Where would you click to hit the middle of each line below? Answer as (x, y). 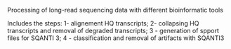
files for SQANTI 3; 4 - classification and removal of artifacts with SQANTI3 (116, 38)
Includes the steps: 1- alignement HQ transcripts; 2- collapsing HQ (103, 23)
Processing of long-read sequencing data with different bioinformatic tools (115, 10)
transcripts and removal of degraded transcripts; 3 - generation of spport (113, 31)
